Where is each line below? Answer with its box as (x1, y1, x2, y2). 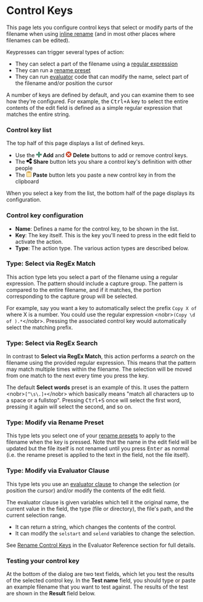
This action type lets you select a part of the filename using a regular (6, 273, 178, 280)
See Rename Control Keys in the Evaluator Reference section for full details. (6, 541, 196, 549)
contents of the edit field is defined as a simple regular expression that (6, 104, 182, 111)
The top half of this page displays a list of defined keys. (6, 140, 145, 147)
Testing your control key (6, 556, 80, 565)
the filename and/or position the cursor (15, 79, 113, 87)
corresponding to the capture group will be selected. (6, 293, 138, 300)
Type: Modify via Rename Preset (6, 418, 104, 427)
